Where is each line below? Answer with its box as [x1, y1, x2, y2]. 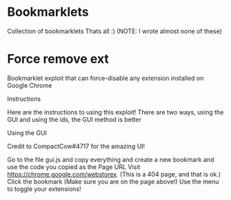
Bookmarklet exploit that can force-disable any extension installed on [7, 74, 204, 82]
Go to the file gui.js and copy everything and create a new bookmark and [7, 155, 214, 163]
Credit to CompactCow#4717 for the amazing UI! [7, 142, 145, 150]
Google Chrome [7, 81, 52, 90]
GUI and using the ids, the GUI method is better [7, 115, 141, 123]
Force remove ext [7, 51, 109, 67]
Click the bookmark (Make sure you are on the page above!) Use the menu [7, 177, 219, 186]
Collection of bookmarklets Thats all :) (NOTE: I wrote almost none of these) [7, 27, 223, 35]
